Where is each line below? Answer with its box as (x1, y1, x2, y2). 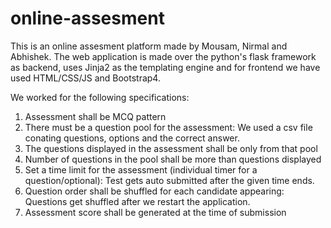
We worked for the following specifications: (10, 91, 190, 103)
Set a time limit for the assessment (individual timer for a (24, 163, 258, 176)
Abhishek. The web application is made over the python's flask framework (10, 50, 317, 62)
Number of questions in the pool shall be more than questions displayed (24, 153, 322, 165)
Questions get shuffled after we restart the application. (24, 195, 251, 207)
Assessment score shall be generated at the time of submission (24, 206, 287, 218)
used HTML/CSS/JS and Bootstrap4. (10, 72, 161, 84)
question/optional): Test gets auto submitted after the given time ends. (24, 174, 315, 186)
